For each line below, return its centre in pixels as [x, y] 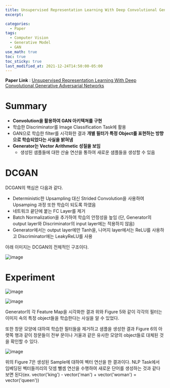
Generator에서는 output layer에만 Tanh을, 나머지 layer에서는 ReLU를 [81, 230]
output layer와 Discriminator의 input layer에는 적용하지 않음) [74, 224]
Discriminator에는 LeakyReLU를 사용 [55, 236]
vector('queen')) [22, 380]
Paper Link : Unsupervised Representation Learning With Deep [71, 80]
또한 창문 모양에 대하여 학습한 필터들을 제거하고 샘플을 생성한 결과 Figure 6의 [81, 329]
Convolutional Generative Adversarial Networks [55, 86]
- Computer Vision [29, 38]
